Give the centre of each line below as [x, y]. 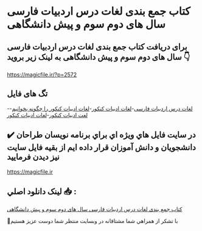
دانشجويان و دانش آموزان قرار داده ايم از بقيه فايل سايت [102, 147]
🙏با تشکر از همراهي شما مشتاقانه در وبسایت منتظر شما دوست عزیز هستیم [92, 221]
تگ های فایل [27, 94]
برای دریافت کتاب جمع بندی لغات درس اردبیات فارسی [97, 47]
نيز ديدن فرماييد [33, 157]
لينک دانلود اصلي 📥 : [42, 192]
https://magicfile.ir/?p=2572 [42, 75]
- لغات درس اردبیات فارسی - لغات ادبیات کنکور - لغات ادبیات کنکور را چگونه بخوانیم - [100, 108]
